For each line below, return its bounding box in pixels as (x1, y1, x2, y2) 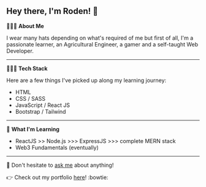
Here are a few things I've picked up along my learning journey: (6, 76, 167, 84)
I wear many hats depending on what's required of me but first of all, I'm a (6, 34, 194, 42)
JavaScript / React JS (15, 101, 71, 109)
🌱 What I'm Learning (6, 125, 60, 133)
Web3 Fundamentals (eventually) (15, 144, 99, 151)
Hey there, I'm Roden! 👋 (6, 6, 98, 16)
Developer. (6, 47, 34, 54)
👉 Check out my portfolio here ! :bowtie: (6, 174, 109, 181)
